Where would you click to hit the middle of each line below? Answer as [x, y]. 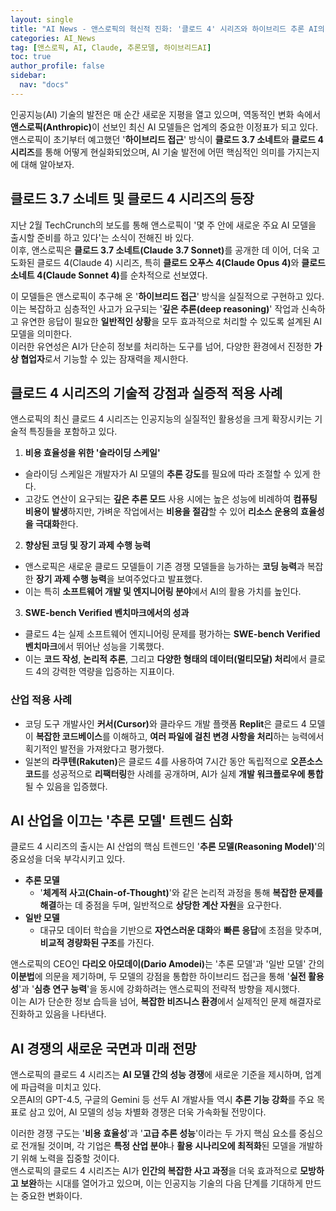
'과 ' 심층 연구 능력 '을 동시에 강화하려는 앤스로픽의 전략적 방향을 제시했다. [159, 989]
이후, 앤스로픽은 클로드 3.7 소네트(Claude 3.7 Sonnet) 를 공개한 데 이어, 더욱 [160, 250]
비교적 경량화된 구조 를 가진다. [97, 943]
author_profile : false [57, 66]
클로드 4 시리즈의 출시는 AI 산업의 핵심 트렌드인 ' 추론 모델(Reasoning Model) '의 [168, 847]
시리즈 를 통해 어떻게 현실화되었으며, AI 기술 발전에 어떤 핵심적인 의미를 [148, 152]
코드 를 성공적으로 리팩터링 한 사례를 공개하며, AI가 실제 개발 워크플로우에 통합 [174, 773]
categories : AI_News [53, 38]
